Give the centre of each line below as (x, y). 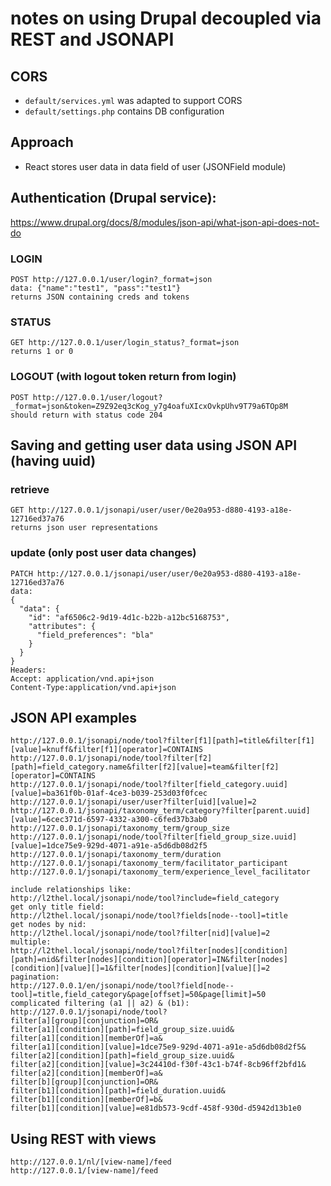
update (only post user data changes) (103, 553)
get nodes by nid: (48, 925)
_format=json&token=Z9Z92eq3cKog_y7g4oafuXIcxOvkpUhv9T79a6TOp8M (149, 406)
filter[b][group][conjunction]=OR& (84, 1082)
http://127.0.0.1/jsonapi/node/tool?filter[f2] (111, 758)
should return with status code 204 (86, 415)
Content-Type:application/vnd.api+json (93, 687)
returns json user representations (84, 528)
